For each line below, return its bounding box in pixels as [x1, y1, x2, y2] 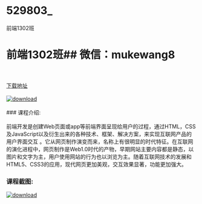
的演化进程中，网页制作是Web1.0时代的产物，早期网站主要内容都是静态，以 [6, 145, 194, 153]
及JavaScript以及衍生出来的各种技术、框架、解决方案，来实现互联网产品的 [6, 130, 192, 137]
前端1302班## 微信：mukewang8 [6, 48, 175, 62]
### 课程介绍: [6, 108, 41, 116]
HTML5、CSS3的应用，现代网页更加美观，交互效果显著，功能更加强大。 [6, 160, 187, 168]
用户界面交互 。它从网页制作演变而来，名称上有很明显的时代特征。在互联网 [6, 137, 194, 145]
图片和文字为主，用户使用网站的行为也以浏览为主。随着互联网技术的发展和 [6, 153, 192, 160]
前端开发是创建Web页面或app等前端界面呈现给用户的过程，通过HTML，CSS [6, 122, 197, 130]
